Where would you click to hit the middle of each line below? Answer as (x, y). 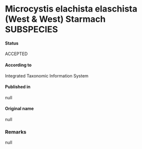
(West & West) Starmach (55, 19)
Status (12, 43)
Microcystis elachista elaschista (71, 9)
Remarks (16, 132)
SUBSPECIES (31, 30)
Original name (19, 109)
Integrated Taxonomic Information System (47, 75)
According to (18, 65)
